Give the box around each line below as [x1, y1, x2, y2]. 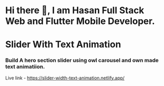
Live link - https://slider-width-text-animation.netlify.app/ [5, 75, 125, 81]
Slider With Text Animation [5, 39, 121, 50]
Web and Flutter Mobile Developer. [5, 15, 155, 27]
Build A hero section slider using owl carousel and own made [5, 57, 159, 64]
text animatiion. [5, 63, 45, 70]
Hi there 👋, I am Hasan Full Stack [5, 5, 144, 16]
